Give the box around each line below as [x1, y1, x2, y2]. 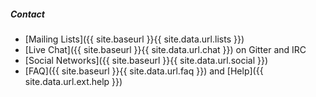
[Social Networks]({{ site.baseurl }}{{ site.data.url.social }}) [24, 54, 269, 66]
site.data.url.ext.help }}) [24, 75, 123, 87]
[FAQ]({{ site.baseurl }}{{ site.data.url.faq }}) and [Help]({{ [24, 65, 264, 77]
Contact [10, 8, 45, 20]
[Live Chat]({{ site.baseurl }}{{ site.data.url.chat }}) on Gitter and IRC [24, 43, 307, 55]
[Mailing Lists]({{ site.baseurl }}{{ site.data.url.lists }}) [24, 33, 245, 45]
